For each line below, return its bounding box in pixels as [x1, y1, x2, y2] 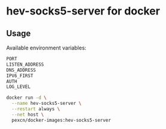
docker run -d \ [6, 95, 47, 101]
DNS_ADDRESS [6, 67, 36, 73]
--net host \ [11, 112, 44, 118]
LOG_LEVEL [6, 84, 31, 90]
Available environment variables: [6, 44, 87, 51]
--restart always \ [11, 106, 61, 112]
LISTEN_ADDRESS [6, 61, 44, 68]
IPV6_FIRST [6, 72, 34, 79]
